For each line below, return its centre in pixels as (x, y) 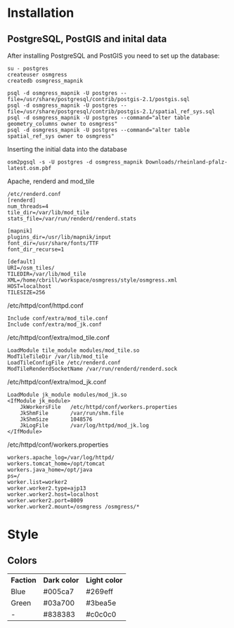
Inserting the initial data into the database (67, 149)
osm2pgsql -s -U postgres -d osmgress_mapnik (75, 162)
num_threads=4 (28, 207)
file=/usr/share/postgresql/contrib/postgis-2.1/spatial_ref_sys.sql (111, 112)
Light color (104, 580)
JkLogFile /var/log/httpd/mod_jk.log (85, 426)
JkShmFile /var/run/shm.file (72, 413)
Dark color (61, 580)
